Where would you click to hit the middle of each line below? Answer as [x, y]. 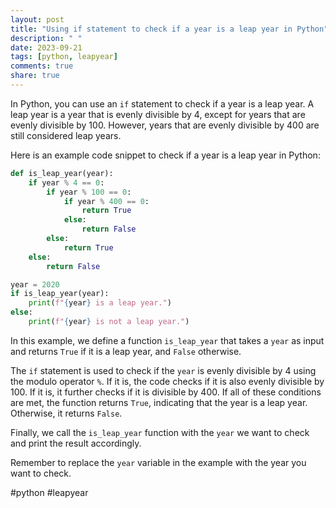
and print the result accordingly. [76, 443]
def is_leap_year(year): [62, 173]
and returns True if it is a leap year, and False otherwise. [126, 351]
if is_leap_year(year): [60, 294]
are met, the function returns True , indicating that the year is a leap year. [159, 402]
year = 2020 [35, 284]
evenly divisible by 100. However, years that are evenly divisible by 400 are [165, 125]
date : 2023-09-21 [46, 47]
